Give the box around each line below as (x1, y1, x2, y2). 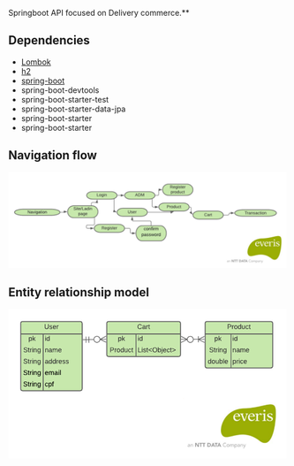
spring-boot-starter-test (20, 94, 109, 104)
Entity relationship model (8, 285, 149, 300)
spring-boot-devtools (20, 84, 100, 95)
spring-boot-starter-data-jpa (20, 103, 126, 114)
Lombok (20, 57, 52, 67)
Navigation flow (8, 148, 98, 163)
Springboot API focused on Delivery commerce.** (8, 8, 190, 18)
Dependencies (8, 33, 90, 48)
